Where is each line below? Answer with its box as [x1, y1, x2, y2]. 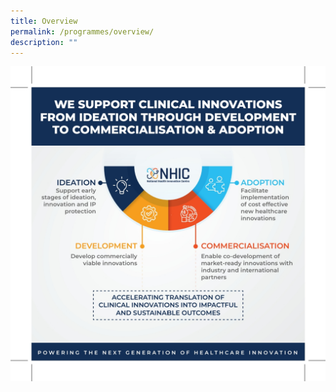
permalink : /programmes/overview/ [10, 26, 155, 37]
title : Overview [10, 16, 78, 26]
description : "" [10, 37, 78, 47]
